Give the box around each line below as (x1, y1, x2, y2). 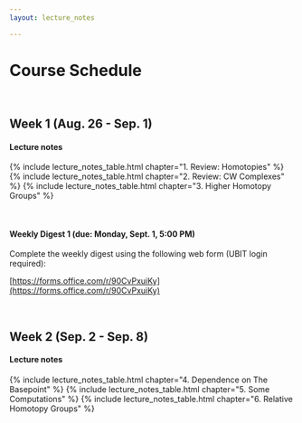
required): (9, 258, 47, 269)
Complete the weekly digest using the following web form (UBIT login (9, 249, 269, 259)
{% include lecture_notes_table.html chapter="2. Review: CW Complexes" (9, 171, 285, 182)
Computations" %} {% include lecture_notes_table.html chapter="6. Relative (9, 393, 294, 404)
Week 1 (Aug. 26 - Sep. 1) (9, 116, 153, 131)
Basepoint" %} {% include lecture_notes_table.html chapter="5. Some (9, 383, 270, 394)
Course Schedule (9, 60, 142, 80)
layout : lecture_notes (9, 13, 95, 23)
